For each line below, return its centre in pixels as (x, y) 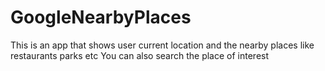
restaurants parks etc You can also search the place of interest (140, 55)
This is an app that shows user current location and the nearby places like (162, 45)
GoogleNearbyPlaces (101, 17)
